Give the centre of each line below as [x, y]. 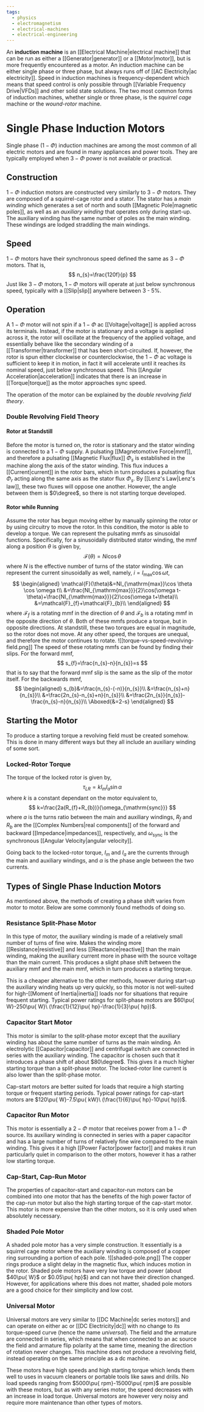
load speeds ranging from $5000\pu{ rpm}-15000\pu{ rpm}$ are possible [99, 1383]
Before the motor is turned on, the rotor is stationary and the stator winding [100, 445]
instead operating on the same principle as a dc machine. [78, 1358]
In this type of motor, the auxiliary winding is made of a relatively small [94, 936]
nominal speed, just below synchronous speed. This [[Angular [84, 370]
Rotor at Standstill [30, 431]
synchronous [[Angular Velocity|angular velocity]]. [70, 841]
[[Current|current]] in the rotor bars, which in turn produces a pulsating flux [101, 472]
